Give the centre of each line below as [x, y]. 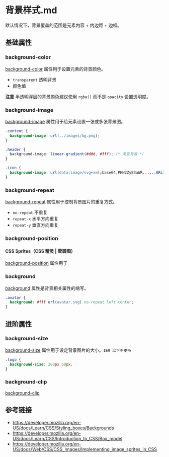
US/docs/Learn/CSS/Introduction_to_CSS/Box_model [67, 438]
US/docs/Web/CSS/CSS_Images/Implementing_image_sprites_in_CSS [85, 449]
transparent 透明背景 [34, 80]
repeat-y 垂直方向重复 [35, 225]
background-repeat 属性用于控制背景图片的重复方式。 [61, 202]
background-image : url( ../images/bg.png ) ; [55, 136]
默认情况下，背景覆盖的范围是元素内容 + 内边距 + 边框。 [64, 25]
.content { [17, 131]
